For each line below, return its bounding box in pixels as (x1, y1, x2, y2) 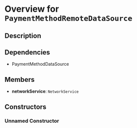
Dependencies (4, 48, 50, 56)
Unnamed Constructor (4, 117, 59, 124)
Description (4, 31, 41, 40)
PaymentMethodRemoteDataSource (4, 14, 133, 23)
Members (4, 75, 35, 84)
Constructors (4, 102, 47, 111)
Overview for (4, 3, 59, 15)
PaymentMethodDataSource (11, 61, 69, 67)
